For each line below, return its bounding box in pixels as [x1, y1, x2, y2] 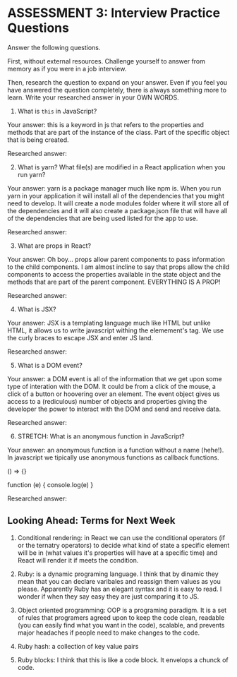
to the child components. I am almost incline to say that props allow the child [7, 263, 230, 271]
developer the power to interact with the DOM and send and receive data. [7, 405, 221, 413]
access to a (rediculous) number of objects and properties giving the [7, 397, 207, 405]
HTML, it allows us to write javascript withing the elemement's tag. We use [7, 326, 224, 335]
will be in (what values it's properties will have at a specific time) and [17, 549, 218, 557]
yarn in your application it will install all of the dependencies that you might [7, 191, 224, 200]
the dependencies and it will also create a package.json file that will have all [7, 206, 228, 215]
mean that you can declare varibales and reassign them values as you [17, 577, 221, 585]
